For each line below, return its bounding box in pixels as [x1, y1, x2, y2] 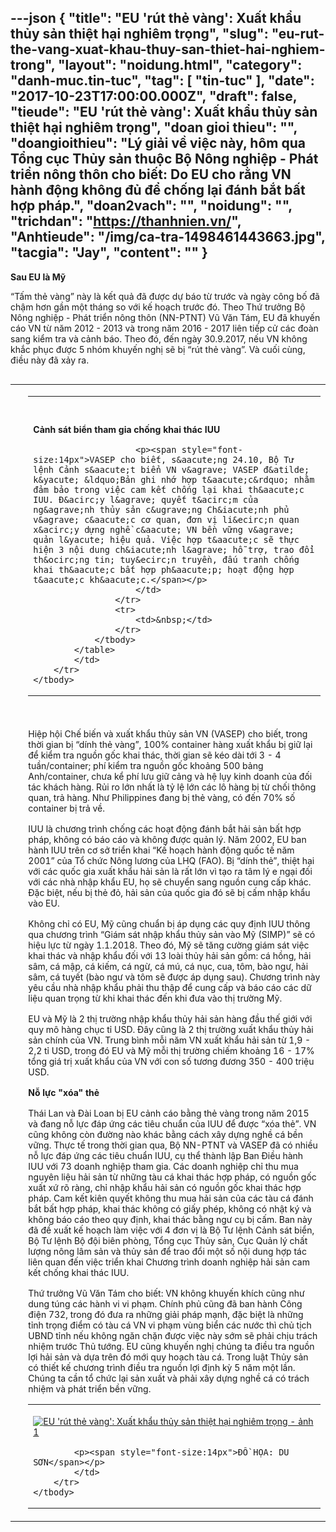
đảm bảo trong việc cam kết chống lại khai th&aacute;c [33, 484, 305, 495]
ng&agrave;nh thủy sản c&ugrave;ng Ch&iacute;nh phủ [33, 504, 290, 515]
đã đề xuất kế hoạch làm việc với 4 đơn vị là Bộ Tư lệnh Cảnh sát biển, [28, 1224, 315, 1236]
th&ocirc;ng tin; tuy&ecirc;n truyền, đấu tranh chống [33, 554, 300, 565]
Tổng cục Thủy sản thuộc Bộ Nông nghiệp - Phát [10, 151, 319, 168]
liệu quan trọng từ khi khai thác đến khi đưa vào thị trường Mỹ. [28, 992, 283, 1004]
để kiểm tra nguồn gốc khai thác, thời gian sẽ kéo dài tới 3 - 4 [28, 749, 282, 761]
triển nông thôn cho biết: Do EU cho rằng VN [10, 166, 292, 183]
